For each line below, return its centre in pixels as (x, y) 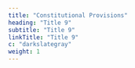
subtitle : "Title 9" (42, 30)
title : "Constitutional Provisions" (68, 15)
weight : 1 (24, 52)
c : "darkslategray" (40, 45)
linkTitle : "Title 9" (44, 37)
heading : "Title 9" (40, 23)
